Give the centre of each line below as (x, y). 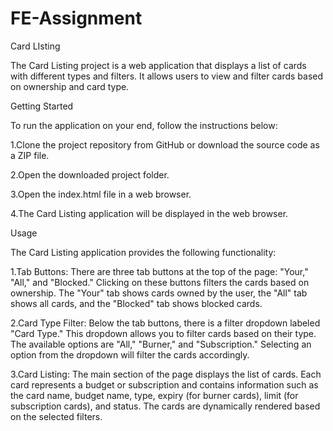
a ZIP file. (30, 155)
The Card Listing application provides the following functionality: (143, 252)
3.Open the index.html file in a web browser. (101, 194)
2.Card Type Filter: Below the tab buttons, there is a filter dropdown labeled (165, 323)
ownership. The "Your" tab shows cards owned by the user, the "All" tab (159, 293)
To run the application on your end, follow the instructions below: (144, 125)
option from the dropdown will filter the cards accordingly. (130, 354)
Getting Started (42, 106)
